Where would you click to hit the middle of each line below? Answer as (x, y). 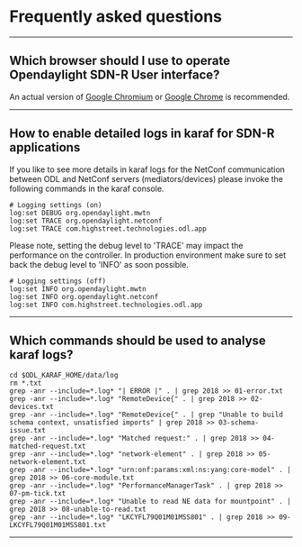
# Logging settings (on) (56, 205)
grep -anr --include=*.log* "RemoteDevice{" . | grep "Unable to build (146, 415)
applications (45, 147)
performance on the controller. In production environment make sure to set (148, 255)
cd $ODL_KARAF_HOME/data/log (64, 376)
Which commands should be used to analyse (138, 340)
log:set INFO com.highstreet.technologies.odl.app (106, 305)
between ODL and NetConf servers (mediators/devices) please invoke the (147, 178)
